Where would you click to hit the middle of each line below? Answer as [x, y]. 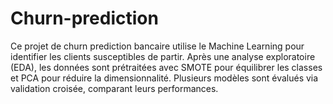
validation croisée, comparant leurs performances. [114, 88]
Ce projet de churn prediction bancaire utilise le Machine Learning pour [157, 46]
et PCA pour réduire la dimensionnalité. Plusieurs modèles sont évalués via [164, 78]
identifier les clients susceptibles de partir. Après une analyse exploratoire [163, 56]
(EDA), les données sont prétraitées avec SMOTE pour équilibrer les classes [166, 67]
